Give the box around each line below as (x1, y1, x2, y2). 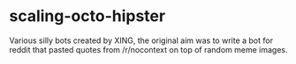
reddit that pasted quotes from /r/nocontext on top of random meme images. (9, 44, 289, 54)
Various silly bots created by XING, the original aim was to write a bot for (9, 35, 274, 46)
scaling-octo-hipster (9, 6, 166, 26)
